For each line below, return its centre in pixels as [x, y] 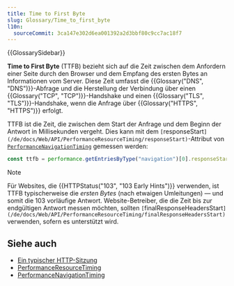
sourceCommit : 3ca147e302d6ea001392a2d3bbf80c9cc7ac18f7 [98, 33]
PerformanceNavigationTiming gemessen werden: [78, 146]
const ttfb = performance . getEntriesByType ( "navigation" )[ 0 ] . [99, 159]
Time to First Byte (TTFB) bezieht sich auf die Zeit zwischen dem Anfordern [117, 66]
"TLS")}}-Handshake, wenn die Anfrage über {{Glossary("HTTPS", [103, 103]
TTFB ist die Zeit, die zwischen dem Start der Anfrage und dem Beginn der [114, 124]
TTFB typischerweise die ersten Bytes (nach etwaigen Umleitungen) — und [116, 193]
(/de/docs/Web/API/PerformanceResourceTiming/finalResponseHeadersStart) [117, 215]
